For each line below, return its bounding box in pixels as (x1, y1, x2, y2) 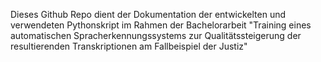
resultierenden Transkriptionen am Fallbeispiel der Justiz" (10, 40, 248, 52)
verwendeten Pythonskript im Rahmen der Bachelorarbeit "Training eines (10, 19, 312, 31)
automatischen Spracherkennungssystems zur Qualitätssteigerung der (10, 30, 302, 41)
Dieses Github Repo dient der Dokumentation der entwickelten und (10, 9, 287, 20)
